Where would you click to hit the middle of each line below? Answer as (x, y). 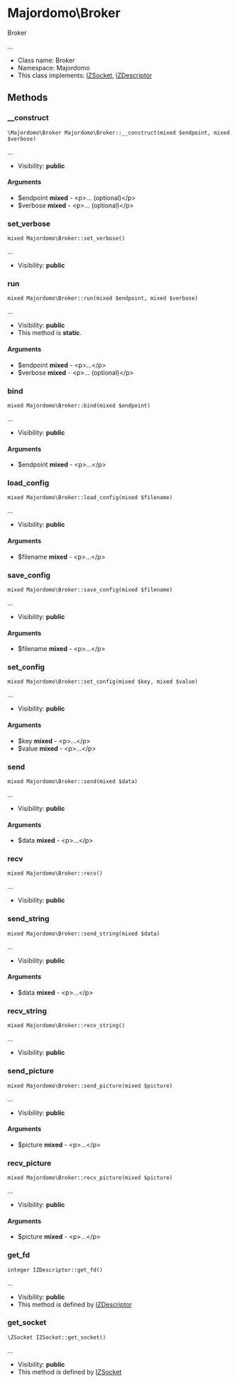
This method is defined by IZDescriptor (75, 1304)
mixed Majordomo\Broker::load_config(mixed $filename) (90, 498)
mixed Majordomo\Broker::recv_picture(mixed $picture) (90, 1178)
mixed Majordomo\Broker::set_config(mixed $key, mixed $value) (103, 682)
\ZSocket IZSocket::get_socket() (57, 1337)
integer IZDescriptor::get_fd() (55, 1270)
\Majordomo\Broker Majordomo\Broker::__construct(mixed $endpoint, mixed (119, 133)
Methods (28, 98)
